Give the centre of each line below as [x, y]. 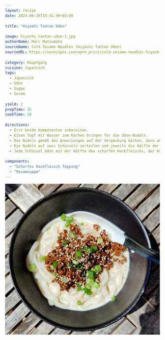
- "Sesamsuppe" [25, 172]
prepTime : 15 [18, 109]
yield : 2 [14, 104]
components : [17, 161]
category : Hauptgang [26, 62]
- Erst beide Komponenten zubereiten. [49, 130]
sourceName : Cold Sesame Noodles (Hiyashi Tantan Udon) [63, 47]
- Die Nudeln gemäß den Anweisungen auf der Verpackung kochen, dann [82, 141]
